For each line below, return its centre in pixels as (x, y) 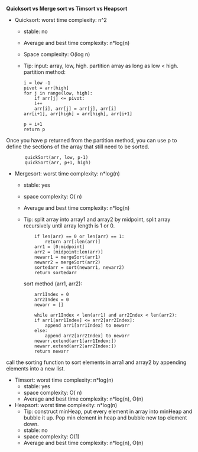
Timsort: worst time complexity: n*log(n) (64, 380)
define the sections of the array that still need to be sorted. (78, 147)
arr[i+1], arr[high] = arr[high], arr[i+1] (78, 114)
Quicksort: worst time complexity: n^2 (61, 20)
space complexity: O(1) (51, 436)
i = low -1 (37, 83)
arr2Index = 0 (52, 300)
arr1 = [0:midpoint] (60, 247)
